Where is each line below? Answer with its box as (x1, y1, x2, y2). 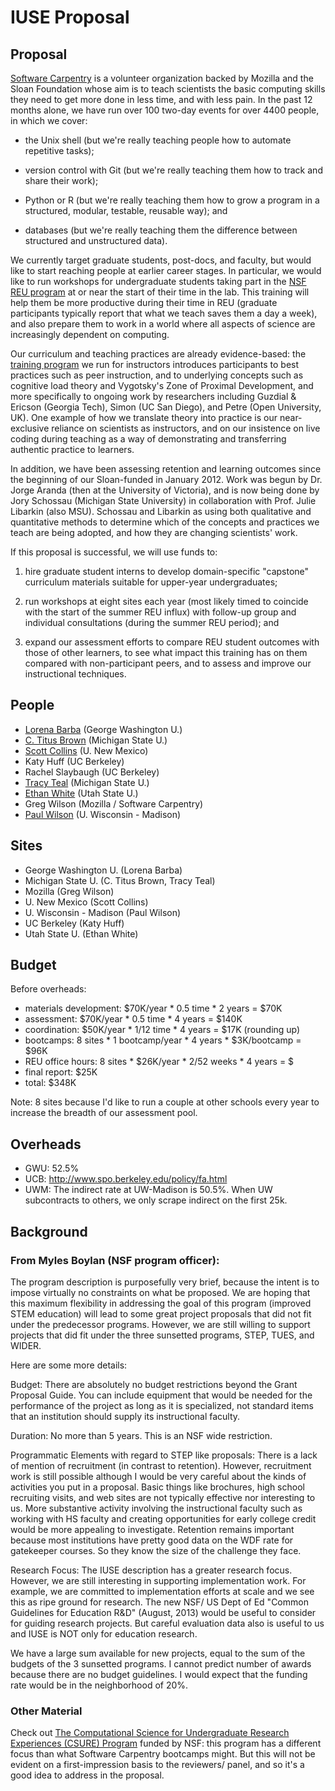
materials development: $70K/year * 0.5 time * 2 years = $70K (24, 1002, 283, 1015)
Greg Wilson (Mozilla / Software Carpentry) (24, 797, 204, 810)
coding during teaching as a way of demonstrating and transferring (10, 433, 287, 445)
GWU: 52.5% (24, 1162, 80, 1175)
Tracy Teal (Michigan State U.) (24, 776, 150, 788)
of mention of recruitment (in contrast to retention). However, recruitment (10, 1459, 312, 1471)
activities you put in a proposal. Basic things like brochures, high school (10, 1481, 305, 1493)
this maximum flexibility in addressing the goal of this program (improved (10, 1297, 312, 1309)
